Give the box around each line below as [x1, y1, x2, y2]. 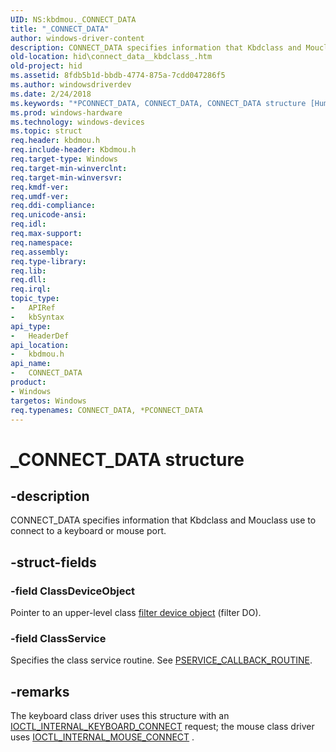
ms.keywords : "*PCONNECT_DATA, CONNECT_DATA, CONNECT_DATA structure [10, 98, 307, 108]
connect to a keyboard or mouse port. [10, 525, 167, 537]
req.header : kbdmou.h [10, 136, 101, 146]
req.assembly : [10, 247, 70, 257]
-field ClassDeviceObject [10, 584, 136, 598]
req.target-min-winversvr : [10, 172, 123, 183]
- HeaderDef [10, 331, 70, 341]
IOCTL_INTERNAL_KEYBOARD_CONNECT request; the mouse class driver [10, 721, 315, 733]
